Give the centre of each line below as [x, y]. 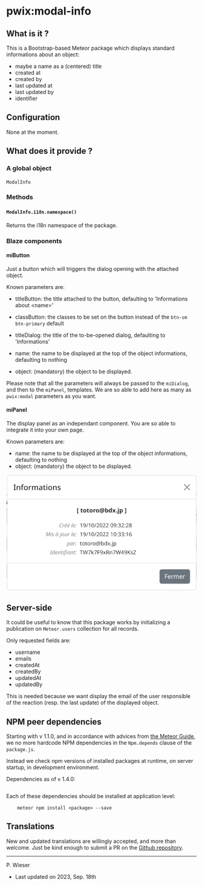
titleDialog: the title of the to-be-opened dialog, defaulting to [90, 335]
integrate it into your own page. [45, 430]
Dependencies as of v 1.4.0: [41, 779]
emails [23, 659]
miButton [18, 255]
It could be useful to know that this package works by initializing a [88, 622]
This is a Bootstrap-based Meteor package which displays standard [91, 48]
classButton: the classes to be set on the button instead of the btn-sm [101, 317]
